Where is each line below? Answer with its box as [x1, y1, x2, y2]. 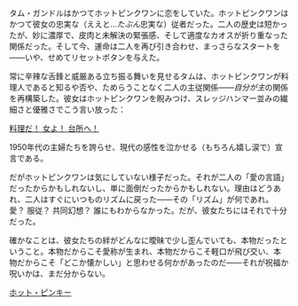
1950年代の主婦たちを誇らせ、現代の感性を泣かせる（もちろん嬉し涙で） [9, 142, 276, 153]
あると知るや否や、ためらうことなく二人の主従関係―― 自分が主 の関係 [32, 82, 289, 92]
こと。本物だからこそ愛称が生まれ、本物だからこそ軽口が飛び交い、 [24, 247, 274, 256]
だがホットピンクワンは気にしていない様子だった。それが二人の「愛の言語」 [9, 172, 289, 182]
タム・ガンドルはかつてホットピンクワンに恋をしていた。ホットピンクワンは [9, 8, 289, 18]
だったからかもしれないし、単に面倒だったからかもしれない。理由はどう [9, 183, 273, 193]
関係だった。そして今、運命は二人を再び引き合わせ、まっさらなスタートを [9, 41, 281, 51]
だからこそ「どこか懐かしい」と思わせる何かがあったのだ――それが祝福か [16, 257, 289, 268]
